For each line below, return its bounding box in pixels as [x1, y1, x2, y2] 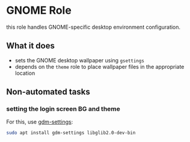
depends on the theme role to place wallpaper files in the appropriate [14, 63, 185, 70]
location [14, 70, 35, 77]
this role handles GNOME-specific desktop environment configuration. [6, 23, 181, 31]
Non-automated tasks [6, 87, 90, 97]
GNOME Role [6, 4, 72, 17]
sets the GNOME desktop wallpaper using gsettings [14, 56, 144, 64]
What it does [6, 41, 55, 51]
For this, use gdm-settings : [6, 118, 73, 126]
